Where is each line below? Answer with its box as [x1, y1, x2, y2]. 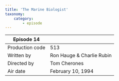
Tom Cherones [50, 60, 84, 67]
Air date [7, 68, 26, 75]
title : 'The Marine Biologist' [5, 7, 68, 12]
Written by [7, 52, 32, 59]
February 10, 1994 [50, 68, 94, 75]
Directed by [7, 60, 34, 67]
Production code [7, 44, 46, 51]
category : [14, 16, 34, 21]
